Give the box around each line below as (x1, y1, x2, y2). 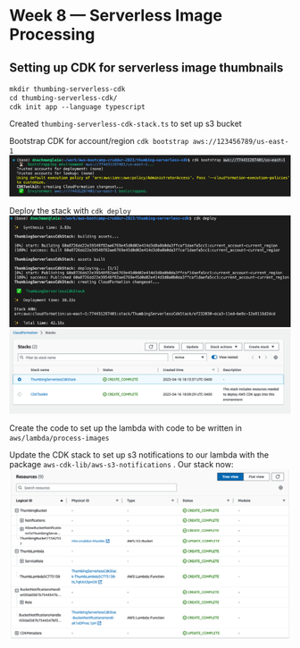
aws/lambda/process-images (9, 434, 110, 443)
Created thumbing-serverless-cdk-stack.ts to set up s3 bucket (9, 118, 243, 129)
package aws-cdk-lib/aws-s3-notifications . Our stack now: (9, 459, 234, 470)
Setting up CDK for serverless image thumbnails (9, 60, 284, 75)
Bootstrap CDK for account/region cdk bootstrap (9, 136, 189, 146)
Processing (9, 24, 96, 45)
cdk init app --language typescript (9, 103, 146, 112)
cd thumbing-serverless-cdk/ (9, 94, 118, 103)
